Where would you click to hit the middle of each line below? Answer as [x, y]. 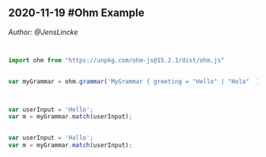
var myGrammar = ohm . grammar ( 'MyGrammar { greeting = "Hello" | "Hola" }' [136, 81]
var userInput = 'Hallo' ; [51, 138]
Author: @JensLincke [43, 32]
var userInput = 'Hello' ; [51, 110]
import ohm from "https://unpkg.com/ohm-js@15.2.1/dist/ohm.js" [116, 60]
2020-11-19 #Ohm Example [76, 13]
